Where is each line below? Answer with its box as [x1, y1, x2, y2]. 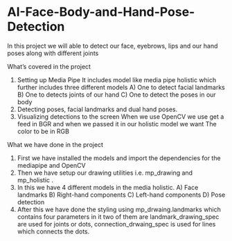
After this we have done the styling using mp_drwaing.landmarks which [17, 205, 222, 213]
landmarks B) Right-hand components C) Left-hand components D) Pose [17, 191, 226, 199]
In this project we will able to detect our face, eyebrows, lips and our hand [7, 41, 218, 50]
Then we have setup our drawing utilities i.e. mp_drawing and [17, 168, 193, 177]
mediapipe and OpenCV [17, 161, 86, 169]
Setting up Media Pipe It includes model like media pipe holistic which [17, 75, 217, 84]
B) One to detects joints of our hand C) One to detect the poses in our [17, 90, 216, 99]
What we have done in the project [7, 140, 104, 148]
